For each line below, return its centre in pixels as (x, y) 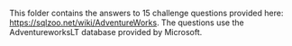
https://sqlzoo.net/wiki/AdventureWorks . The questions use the (127, 23)
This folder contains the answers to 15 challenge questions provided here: (146, 13)
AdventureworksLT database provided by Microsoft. (106, 32)
